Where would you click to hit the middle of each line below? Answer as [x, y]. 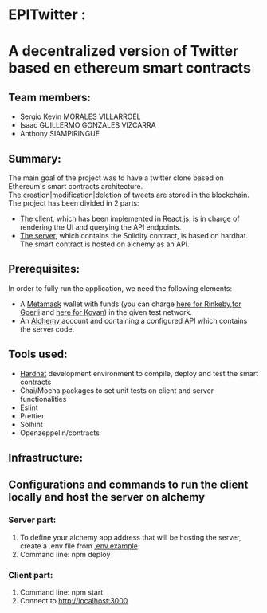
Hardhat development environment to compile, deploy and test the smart [139, 373]
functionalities [43, 399]
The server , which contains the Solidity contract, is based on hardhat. [134, 236]
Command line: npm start [61, 592]
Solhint [31, 424]
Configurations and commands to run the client [128, 485]
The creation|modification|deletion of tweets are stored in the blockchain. [129, 195]
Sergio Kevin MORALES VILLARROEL [80, 116]
